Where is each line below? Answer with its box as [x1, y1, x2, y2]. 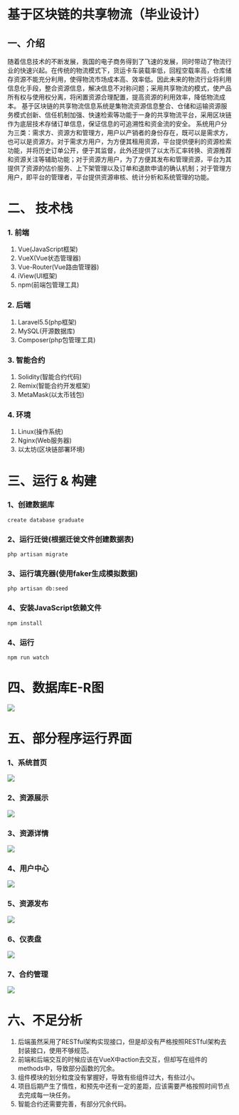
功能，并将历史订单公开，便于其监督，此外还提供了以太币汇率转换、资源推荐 [7, 147, 232, 154]
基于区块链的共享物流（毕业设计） [7, 6, 208, 23]
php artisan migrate [7, 551, 69, 559]
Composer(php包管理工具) [17, 335, 96, 344]
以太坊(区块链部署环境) [17, 445, 85, 454]
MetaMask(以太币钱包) [17, 391, 85, 399]
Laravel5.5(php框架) [17, 317, 77, 326]
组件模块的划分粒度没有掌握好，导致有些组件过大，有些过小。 [17, 1073, 199, 1082]
